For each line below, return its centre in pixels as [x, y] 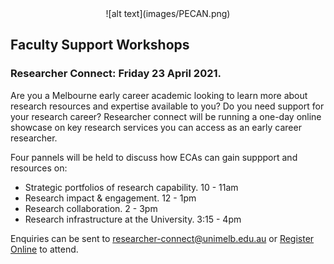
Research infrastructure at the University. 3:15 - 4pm [133, 219]
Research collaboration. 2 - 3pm [91, 208]
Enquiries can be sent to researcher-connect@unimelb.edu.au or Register [162, 238]
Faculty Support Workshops [100, 45]
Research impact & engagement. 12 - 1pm [110, 198]
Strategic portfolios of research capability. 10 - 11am [131, 187]
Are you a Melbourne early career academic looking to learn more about [159, 95]
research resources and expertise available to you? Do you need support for [167, 106]
